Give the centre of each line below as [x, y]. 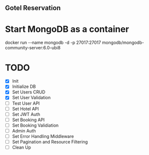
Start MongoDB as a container [67, 29]
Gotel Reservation [33, 8]
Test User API [26, 103]
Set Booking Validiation [35, 125]
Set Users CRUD [28, 92]
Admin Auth [24, 131]
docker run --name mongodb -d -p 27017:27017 [53, 43]
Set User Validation [31, 98]
